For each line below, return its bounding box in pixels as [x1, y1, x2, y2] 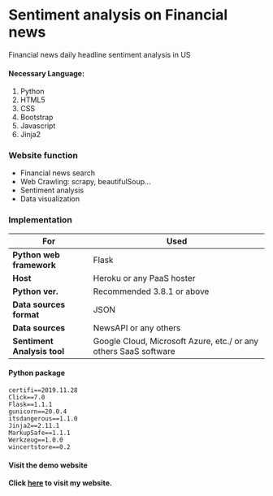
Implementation [8, 214, 73, 226]
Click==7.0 [8, 393, 45, 401]
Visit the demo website [8, 460, 88, 470]
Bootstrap [19, 112, 54, 123]
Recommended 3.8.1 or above [93, 286, 210, 297]
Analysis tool [12, 345, 65, 356]
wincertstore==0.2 [8, 442, 71, 451]
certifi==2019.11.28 [8, 386, 79, 395]
